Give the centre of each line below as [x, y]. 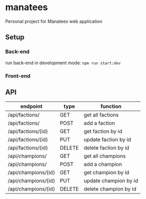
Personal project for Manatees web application [54, 21]
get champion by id [107, 173]
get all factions [101, 115]
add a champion [103, 165]
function [111, 106]
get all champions [105, 156]
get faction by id [103, 132]
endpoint [31, 106]
